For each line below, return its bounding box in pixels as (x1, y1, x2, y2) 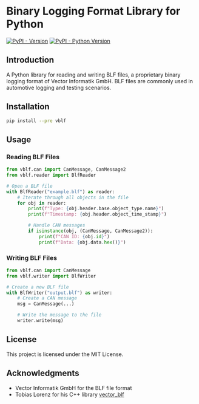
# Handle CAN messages (28, 222, 86, 228)
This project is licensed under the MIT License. (6, 351, 124, 358)
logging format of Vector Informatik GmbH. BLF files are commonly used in (6, 77, 193, 84)
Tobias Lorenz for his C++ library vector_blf (15, 391, 124, 398)
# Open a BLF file (6, 183, 53, 189)
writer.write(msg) (17, 318, 64, 324)
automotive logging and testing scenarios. (6, 84, 112, 91)
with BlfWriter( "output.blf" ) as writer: (6, 290, 113, 296)
